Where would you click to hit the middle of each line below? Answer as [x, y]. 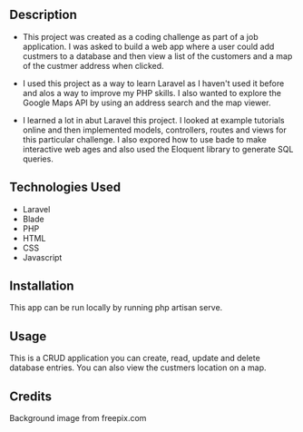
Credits [31, 396]
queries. [38, 159]
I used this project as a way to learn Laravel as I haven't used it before [153, 83]
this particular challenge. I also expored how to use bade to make [145, 139]
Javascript [42, 257]
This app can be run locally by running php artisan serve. [116, 308]
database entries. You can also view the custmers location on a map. [138, 368]
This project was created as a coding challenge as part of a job [140, 36]
